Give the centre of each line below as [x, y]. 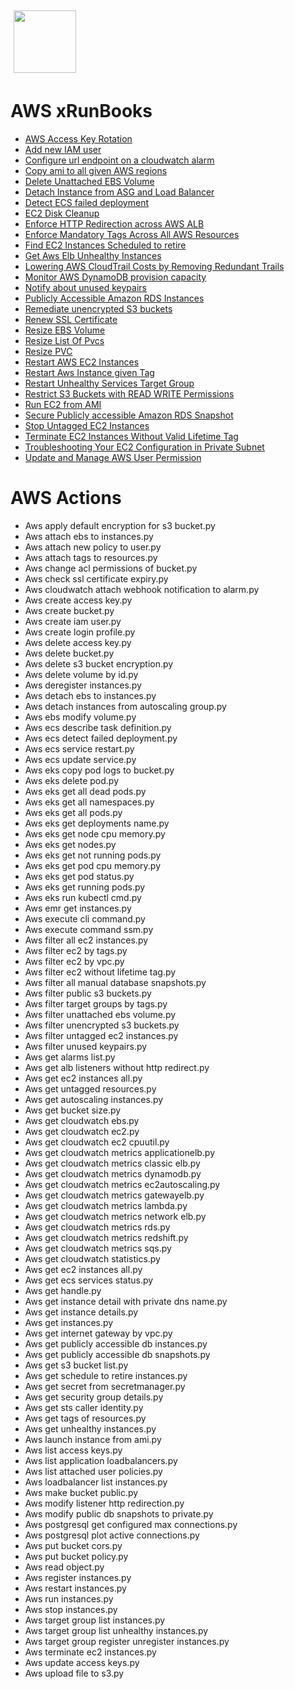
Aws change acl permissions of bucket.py [111, 568]
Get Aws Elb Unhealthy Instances [93, 255]
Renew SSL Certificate [71, 319]
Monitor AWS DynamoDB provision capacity [115, 277]
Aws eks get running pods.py [85, 887]
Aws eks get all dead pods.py [85, 791]
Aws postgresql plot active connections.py [112, 1535]
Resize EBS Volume [65, 330]
